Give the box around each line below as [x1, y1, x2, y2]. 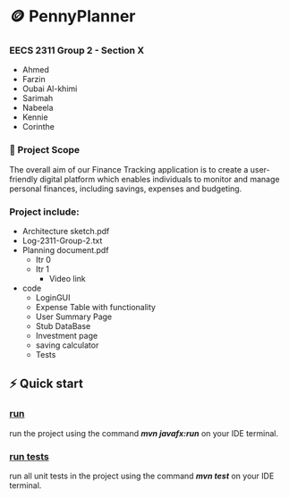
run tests [9, 450, 49, 462]
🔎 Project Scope [9, 144, 81, 156]
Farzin [21, 74, 47, 85]
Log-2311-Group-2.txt [21, 235, 103, 246]
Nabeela [21, 103, 54, 114]
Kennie [21, 112, 48, 122]
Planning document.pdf [21, 245, 109, 256]
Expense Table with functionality [35, 302, 157, 313]
